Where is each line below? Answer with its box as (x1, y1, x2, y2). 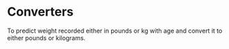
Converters (7, 4, 74, 20)
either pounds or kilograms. (7, 33, 86, 42)
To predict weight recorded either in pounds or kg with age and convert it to (7, 27, 223, 35)
